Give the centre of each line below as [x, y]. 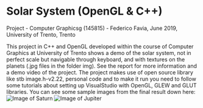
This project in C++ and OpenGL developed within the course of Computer [100, 46]
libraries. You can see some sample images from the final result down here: [101, 92]
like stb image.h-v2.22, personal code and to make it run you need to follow [101, 79]
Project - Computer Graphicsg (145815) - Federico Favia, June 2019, [92, 28]
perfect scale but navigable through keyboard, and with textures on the [96, 59]
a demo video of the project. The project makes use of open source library [100, 72]
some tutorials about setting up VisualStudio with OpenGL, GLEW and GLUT [101, 85]
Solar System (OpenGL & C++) [84, 11]
